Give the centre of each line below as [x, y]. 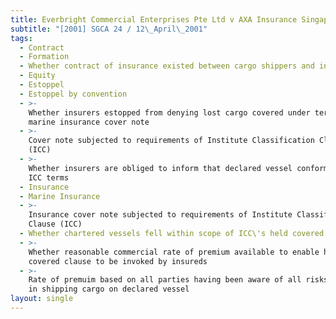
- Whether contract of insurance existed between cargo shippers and [167, 66]
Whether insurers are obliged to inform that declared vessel [160, 168]
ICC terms [49, 177]
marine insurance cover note [89, 122]
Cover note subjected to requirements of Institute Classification [171, 141]
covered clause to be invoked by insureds [118, 261]
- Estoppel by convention [73, 94]
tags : [21, 38]
